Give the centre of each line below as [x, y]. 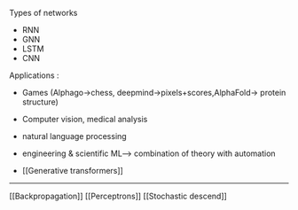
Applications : [34, 75]
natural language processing [74, 136]
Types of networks [43, 13]
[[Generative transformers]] [73, 171]
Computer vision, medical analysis [85, 119]
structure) [40, 102]
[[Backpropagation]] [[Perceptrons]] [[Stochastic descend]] [118, 196]
